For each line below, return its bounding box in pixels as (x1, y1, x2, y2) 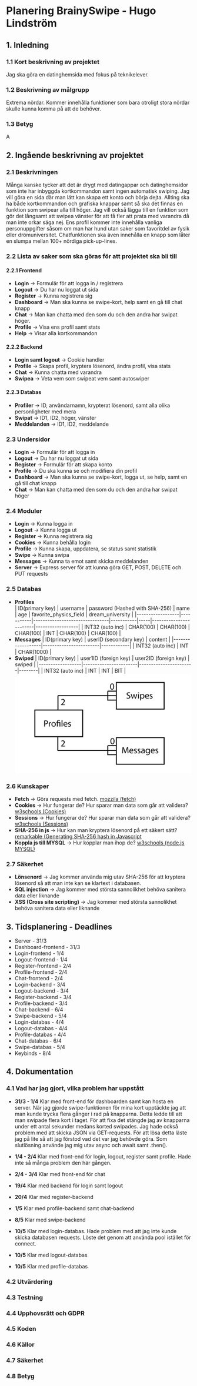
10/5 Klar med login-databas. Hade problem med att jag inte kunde (14, 1227, 177, 1234)
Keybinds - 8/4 (14, 1050, 51, 1057)
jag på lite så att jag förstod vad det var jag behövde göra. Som (14, 1135, 168, 1142)
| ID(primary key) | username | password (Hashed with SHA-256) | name (14, 605, 190, 612)
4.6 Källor (6, 1341, 35, 1349)
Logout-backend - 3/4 (14, 987, 69, 994)
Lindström (6, 16, 57, 30)
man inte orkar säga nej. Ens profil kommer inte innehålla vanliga (6, 219, 163, 226)
